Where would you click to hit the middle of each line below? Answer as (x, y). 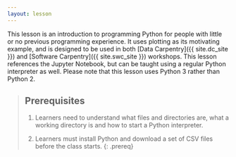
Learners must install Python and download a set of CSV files (124, 139)
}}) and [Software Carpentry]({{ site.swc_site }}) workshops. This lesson (112, 56)
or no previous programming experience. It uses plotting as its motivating (113, 41)
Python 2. (21, 79)
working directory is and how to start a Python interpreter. (119, 125)
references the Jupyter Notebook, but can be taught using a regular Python (117, 63)
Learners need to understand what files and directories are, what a (132, 118)
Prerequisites (55, 101)
